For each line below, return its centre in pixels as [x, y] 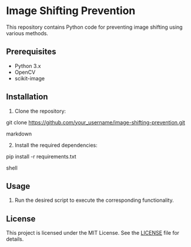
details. [15, 239]
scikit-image [30, 78]
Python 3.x [28, 66]
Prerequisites [31, 52]
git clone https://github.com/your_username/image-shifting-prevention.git [95, 122]
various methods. [27, 33]
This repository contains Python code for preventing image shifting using [95, 27]
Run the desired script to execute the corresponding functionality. [94, 200]
